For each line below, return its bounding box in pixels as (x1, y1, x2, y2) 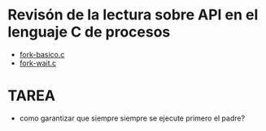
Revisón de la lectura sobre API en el (7, 6, 259, 24)
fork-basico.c (19, 49, 65, 59)
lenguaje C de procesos (7, 23, 171, 41)
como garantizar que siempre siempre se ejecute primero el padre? (19, 113, 246, 123)
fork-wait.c (19, 58, 57, 68)
